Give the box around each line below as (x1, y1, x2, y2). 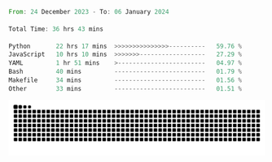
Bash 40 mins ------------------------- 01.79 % (8, 68, 243, 76)
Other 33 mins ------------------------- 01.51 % (8, 84, 243, 92)
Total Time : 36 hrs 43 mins (8, 24, 104, 33)
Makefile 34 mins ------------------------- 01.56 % (8, 76, 243, 84)
